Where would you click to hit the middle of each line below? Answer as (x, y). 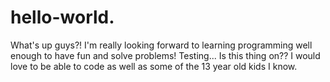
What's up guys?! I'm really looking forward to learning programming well (161, 45)
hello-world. (62, 17)
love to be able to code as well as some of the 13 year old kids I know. (154, 66)
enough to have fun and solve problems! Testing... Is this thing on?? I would (165, 55)
